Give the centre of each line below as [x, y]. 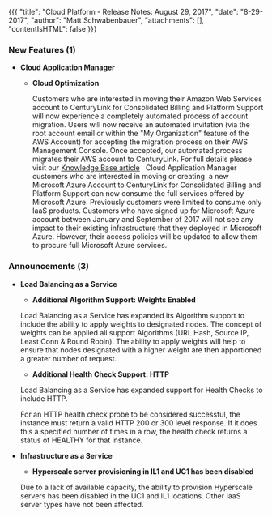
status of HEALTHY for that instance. [81, 440]
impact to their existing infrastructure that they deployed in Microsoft [147, 228]
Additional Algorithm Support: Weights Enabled [114, 300]
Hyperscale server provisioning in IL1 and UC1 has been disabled [143, 471]
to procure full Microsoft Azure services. [100, 246]
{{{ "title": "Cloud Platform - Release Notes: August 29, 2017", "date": [123, 12]
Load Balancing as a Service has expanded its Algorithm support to [132, 315]
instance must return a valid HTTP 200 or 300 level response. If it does [138, 423]
